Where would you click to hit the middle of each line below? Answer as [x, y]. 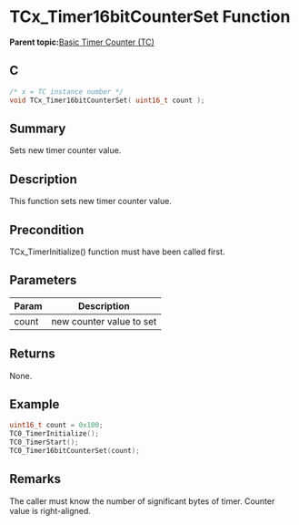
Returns [33, 354]
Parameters [43, 280]
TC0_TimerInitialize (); [55, 434]
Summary [38, 128]
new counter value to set [104, 321]
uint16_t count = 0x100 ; [56, 426]
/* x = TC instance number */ [67, 92]
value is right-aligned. [50, 510]
